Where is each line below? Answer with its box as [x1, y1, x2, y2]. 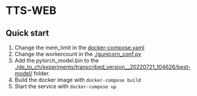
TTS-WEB [5, 4, 57, 18]
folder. [34, 70, 50, 77]
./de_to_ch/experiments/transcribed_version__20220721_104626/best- [14, 63, 191, 70]
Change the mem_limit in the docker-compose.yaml [14, 44, 145, 51]
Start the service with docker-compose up [14, 83, 116, 90]
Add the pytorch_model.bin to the [14, 57, 99, 64]
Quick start [5, 28, 49, 38]
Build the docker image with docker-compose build [14, 77, 141, 83]
